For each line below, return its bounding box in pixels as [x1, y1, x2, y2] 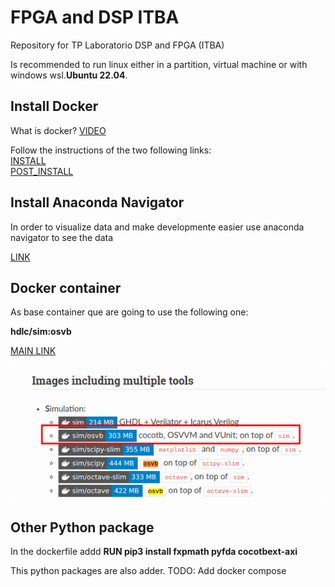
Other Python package [10, 519, 155, 536]
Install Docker [10, 98, 99, 115]
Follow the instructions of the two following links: [10, 144, 212, 156]
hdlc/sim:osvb [10, 326, 72, 338]
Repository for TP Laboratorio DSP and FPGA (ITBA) [10, 39, 225, 51]
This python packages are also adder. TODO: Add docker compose [10, 565, 287, 577]
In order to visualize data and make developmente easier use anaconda [10, 221, 305, 233]
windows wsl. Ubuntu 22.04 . [10, 69, 128, 81]
